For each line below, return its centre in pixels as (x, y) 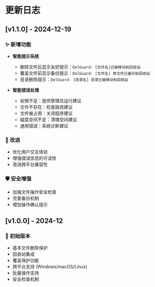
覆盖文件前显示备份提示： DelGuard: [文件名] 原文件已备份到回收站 (85, 73)
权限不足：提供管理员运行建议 (50, 100)
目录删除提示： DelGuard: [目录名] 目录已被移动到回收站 (74, 79)
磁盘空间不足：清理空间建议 (48, 119)
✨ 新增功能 (18, 44)
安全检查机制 (25, 279)
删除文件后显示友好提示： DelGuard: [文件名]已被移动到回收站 (80, 67)
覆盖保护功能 (25, 260)
